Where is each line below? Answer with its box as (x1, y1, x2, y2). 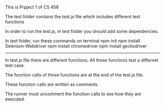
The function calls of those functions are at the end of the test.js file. (5, 72, 144, 78)
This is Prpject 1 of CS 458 (5, 4, 59, 10)
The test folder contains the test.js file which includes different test (5, 14, 140, 19)
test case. (5, 62, 26, 68)
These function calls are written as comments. (5, 81, 99, 87)
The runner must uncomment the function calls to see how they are (5, 91, 141, 97)
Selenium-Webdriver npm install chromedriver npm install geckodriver (5, 43, 147, 49)
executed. (5, 96, 26, 102)
